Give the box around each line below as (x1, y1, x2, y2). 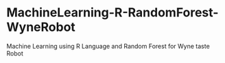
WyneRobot (6, 19, 76, 35)
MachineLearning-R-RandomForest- (6, 5, 219, 21)
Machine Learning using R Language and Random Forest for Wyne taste (6, 42, 210, 50)
